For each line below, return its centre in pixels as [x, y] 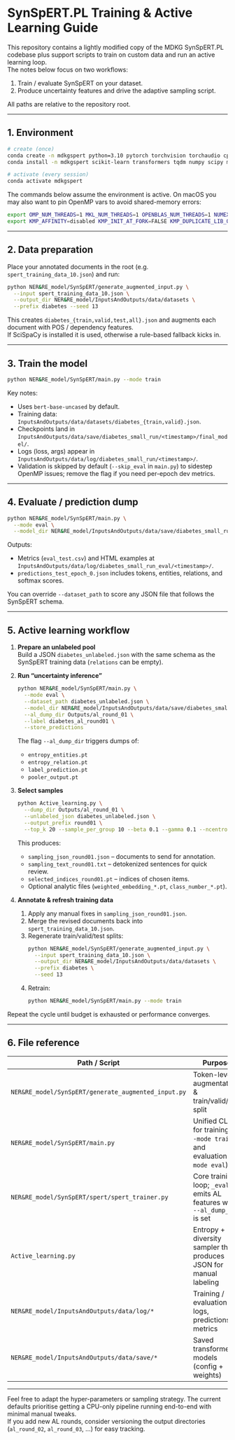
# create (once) [31, 149]
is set [202, 1218]
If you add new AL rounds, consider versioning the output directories [107, 1421]
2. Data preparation [50, 250]
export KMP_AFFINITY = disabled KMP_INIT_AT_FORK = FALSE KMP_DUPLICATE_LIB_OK [120, 222]
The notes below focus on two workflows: [67, 69]
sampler [207, 1247]
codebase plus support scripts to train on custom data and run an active [111, 55]
